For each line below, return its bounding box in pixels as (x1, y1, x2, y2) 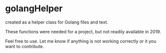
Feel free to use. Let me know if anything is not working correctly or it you (5, 38, 157, 44)
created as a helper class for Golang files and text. (5, 19, 108, 25)
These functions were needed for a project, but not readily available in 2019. (5, 28, 162, 34)
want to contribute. (5, 43, 44, 49)
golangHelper (5, 3, 63, 14)
